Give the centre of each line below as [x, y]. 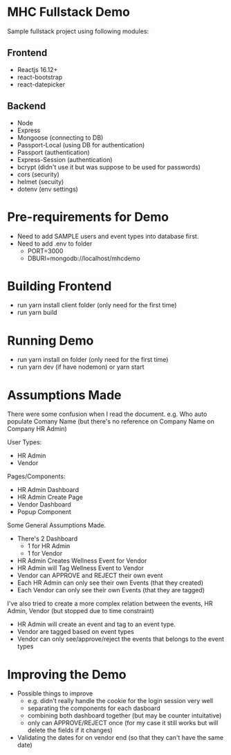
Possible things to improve [55, 693]
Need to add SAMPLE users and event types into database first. [108, 236]
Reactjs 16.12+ [37, 69]
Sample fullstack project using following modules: [78, 31]
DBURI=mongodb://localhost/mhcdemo [84, 258]
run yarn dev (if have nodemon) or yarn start [81, 367]
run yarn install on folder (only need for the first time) [93, 360]
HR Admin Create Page [50, 497]
